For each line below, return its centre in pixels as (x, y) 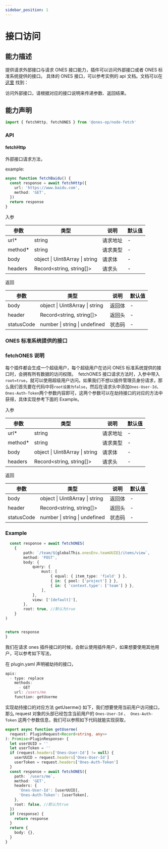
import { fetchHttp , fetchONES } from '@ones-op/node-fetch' (71, 122)
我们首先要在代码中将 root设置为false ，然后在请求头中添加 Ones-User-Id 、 (85, 386)
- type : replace (27, 678)
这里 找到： (17, 82)
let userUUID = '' (29, 744)
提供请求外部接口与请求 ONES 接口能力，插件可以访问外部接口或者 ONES (81, 70)
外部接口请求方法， (25, 159)
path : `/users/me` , (35, 776)
